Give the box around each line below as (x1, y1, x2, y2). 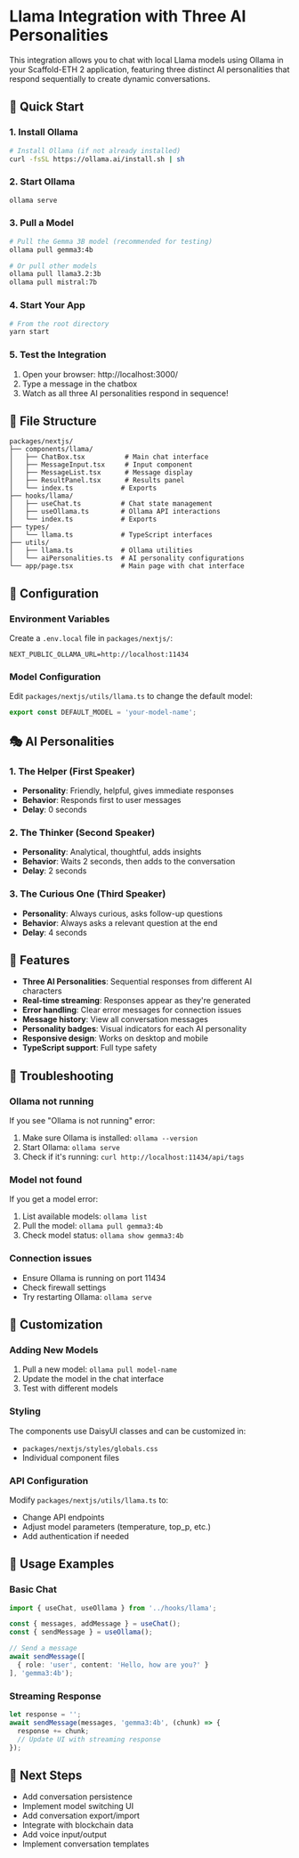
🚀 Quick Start (9, 100, 85, 115)
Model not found (9, 1173, 83, 1186)
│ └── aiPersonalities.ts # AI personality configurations (9, 554, 245, 563)
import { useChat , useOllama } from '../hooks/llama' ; (9, 1603, 217, 1612)
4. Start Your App (9, 299, 86, 312)
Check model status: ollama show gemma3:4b (21, 1230, 184, 1241)
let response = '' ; (9, 1710, 82, 1719)
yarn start (9, 328, 50, 337)
